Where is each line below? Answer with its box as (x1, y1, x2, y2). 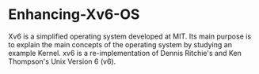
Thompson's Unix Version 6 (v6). (8, 57, 116, 66)
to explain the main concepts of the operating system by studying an (8, 39, 232, 49)
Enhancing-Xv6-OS (8, 6, 140, 24)
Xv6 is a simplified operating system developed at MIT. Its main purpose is (8, 31, 252, 41)
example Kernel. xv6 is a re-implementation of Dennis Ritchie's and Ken (8, 48, 242, 57)
